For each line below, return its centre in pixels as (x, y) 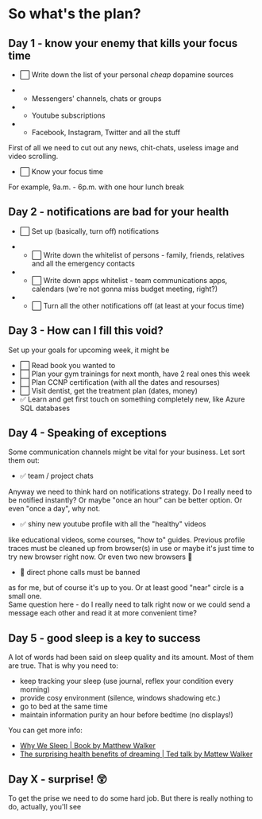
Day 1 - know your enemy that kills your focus (123, 43)
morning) (35, 689)
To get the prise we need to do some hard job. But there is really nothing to (131, 798)
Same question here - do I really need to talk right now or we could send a (129, 604)
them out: (24, 460)
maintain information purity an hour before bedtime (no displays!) (127, 715)
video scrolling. (33, 156)
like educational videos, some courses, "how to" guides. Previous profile (127, 540)
